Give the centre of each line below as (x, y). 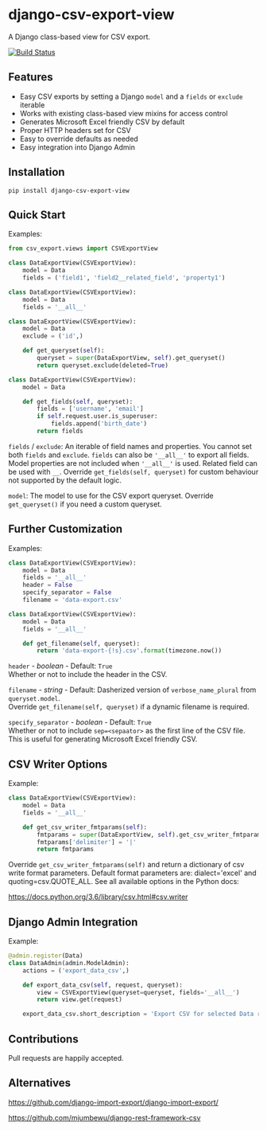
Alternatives (40, 1083)
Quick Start (37, 215)
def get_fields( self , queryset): (78, 401)
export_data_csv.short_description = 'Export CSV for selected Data (138, 1014)
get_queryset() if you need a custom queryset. (85, 504)
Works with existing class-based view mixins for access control (124, 113)
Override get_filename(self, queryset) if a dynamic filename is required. (129, 707)
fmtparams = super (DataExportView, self (104, 835)
